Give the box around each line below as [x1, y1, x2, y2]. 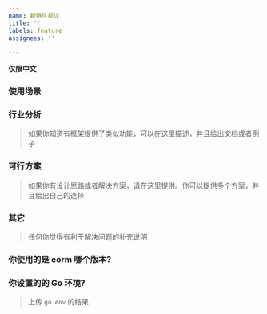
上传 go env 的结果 [27, 297, 90, 307]
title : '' [8, 19, 42, 27]
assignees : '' [8, 34, 56, 42]
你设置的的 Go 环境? [8, 277, 86, 288]
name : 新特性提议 [8, 11, 60, 20]
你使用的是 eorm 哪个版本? [8, 253, 112, 264]
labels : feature [8, 26, 62, 34]
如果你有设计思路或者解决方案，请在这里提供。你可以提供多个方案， [27, 181, 253, 190]
